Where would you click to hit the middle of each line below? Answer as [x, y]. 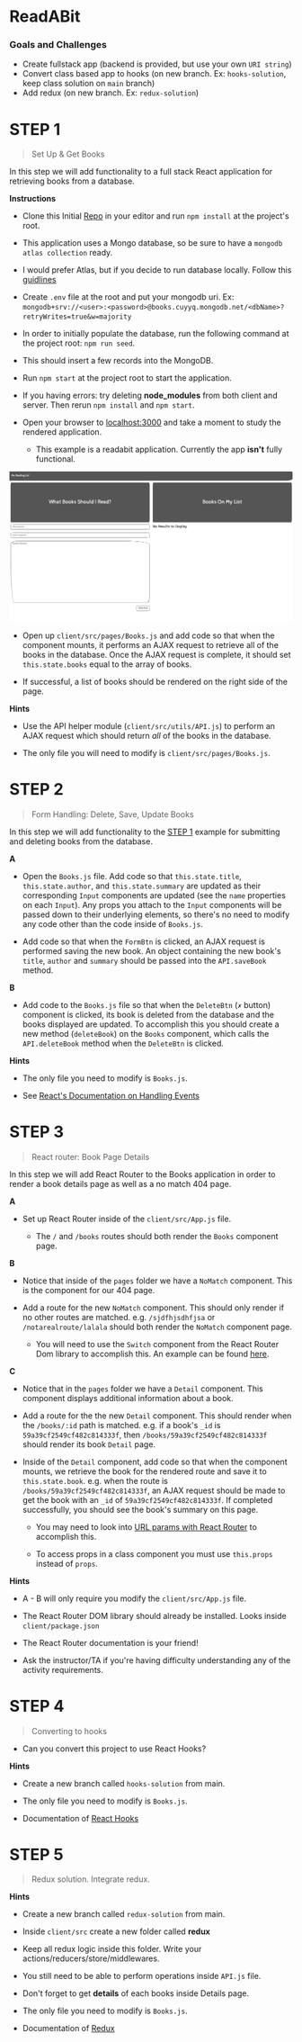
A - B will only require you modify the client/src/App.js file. [134, 1598]
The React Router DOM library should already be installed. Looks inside [154, 1615]
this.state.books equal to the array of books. [107, 664]
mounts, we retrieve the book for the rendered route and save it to [144, 1471]
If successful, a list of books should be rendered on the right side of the [155, 681]
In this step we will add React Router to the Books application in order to [142, 1174]
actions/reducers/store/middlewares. [91, 1958]
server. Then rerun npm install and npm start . [108, 405]
